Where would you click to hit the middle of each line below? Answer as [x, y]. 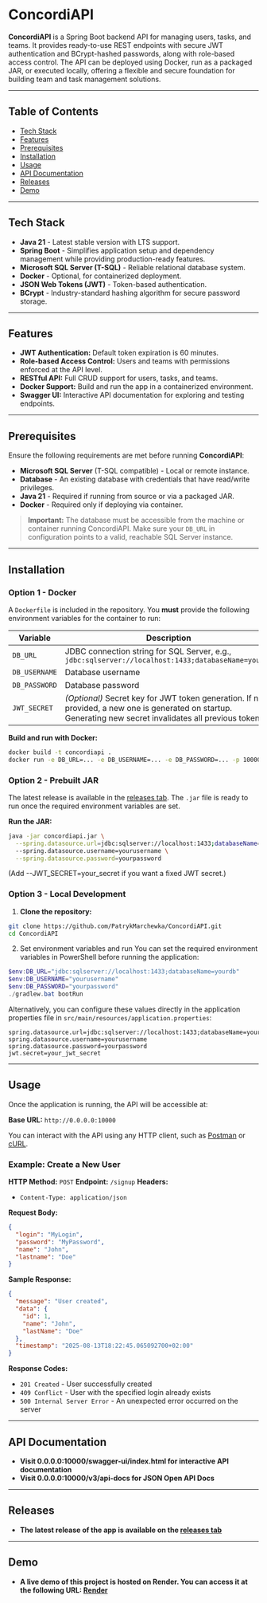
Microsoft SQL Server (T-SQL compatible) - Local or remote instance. [134, 471]
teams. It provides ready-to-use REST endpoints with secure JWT [116, 45]
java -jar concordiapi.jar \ [56, 836]
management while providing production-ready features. [112, 259]
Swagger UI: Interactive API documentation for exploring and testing [132, 395]
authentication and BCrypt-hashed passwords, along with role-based [122, 53]
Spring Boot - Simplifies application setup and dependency [117, 250]
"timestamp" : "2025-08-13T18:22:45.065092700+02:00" [104, 1346]
